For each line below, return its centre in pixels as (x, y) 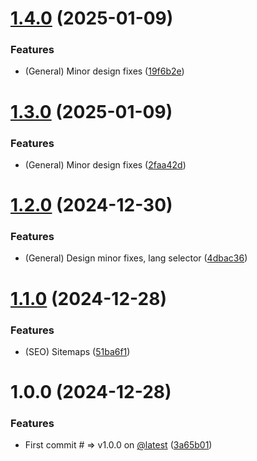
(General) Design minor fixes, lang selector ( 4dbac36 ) (136, 258)
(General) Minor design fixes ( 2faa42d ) (105, 164)
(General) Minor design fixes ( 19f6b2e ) (104, 71)
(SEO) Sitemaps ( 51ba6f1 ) (77, 351)
